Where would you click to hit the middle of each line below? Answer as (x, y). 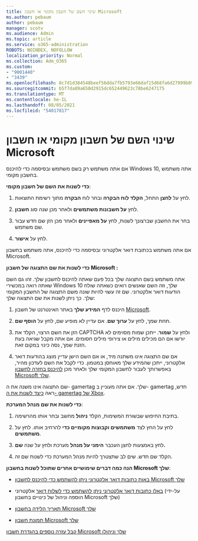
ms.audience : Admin (30, 34)
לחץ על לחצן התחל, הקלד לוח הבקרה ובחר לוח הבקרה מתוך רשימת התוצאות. (102, 198)
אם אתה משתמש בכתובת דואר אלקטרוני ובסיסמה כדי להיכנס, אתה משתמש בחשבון (99, 250)
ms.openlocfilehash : (32, 83)
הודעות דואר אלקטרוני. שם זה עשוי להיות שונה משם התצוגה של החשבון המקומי (93, 292)
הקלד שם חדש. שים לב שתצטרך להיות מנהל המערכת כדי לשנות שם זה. (93, 456)
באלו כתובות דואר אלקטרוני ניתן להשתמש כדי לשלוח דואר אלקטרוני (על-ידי (97, 491)
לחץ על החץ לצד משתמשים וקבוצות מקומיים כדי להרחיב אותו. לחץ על (94, 427)
